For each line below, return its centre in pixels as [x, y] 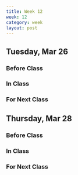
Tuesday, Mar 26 [37, 51]
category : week [24, 22]
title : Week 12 [24, 11]
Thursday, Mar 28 [39, 119]
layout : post [22, 28]
